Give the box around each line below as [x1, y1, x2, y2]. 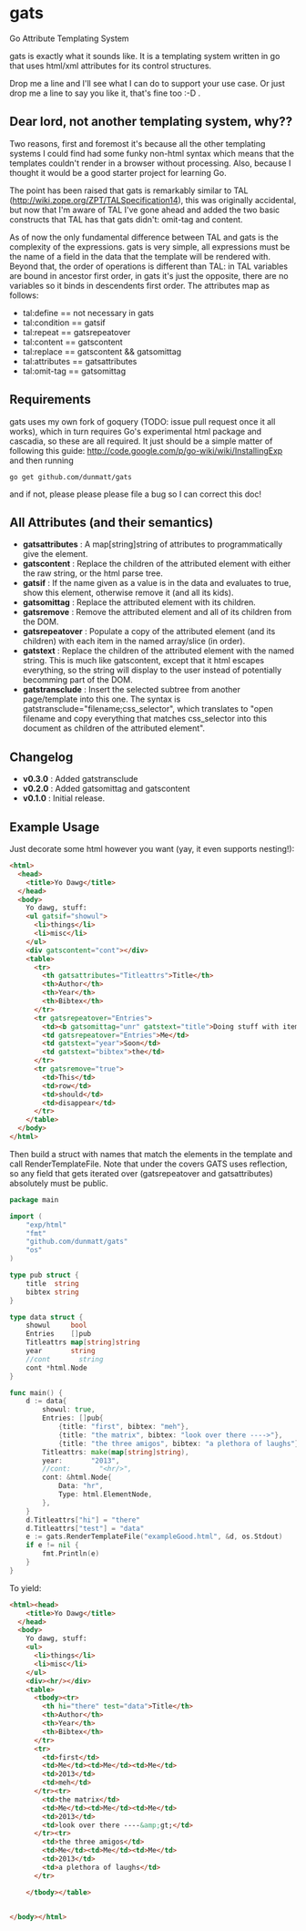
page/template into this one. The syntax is [22, 693, 181, 704]
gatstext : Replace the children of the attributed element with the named [22, 645, 294, 656]
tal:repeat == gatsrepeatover [22, 326, 131, 337]
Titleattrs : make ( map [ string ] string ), [42, 1447, 189, 1456]
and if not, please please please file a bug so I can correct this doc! [9, 488, 262, 499]
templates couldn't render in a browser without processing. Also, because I [9, 158, 291, 169]
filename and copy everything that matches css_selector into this [22, 714, 267, 724]
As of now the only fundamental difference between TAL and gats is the [9, 231, 280, 242]
